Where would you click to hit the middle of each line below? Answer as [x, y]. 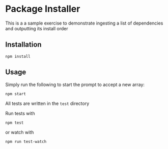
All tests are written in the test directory [47, 103]
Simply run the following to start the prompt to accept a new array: [75, 84]
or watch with [20, 132]
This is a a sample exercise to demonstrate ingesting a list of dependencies [84, 23]
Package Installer [43, 9]
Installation [23, 45]
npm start [16, 94]
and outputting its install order [37, 28]
